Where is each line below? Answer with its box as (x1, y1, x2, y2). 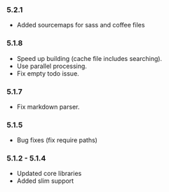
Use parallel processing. (16, 62, 87, 70)
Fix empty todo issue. (16, 69, 80, 78)
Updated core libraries (16, 170, 82, 178)
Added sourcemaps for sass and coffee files (16, 21, 145, 29)
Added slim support (16, 177, 74, 185)
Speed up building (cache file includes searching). (16, 54, 163, 62)
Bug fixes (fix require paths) (16, 136, 97, 144)
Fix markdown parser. (16, 102, 80, 111)
